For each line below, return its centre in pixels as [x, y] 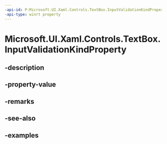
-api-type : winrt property [33, 14]
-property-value [30, 85]
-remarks [19, 102]
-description [24, 68]
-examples [22, 135]
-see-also [20, 118]
